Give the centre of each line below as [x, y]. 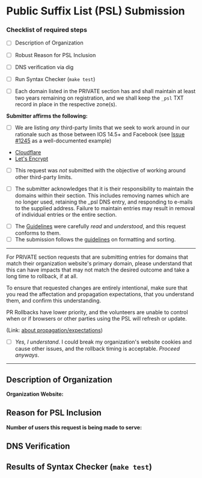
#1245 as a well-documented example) [63, 141]
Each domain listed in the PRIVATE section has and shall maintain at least [105, 91]
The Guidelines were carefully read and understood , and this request [100, 226]
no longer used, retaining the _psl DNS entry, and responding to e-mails [104, 202]
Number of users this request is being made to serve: [74, 427]
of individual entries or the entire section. [66, 214]
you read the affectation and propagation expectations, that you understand [100, 294]
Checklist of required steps [47, 30]
